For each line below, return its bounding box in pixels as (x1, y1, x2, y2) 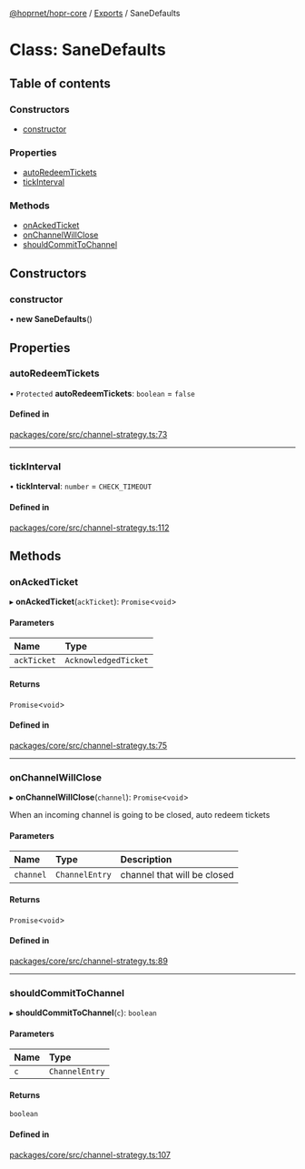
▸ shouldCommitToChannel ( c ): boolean (9, 1007, 157, 1018)
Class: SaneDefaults (9, 40, 166, 60)
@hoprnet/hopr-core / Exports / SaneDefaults (9, 8, 181, 18)
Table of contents (9, 76, 111, 91)
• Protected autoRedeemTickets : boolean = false (9, 388, 195, 398)
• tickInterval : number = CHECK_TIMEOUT (9, 481, 152, 492)
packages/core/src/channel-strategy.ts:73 (9, 429, 168, 440)
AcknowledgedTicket (64, 655, 149, 666)
